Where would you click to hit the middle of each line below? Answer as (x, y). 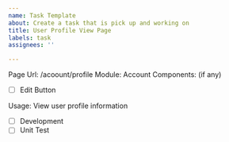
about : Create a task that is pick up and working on (99, 23)
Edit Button (38, 90)
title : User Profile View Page (60, 30)
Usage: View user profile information (68, 106)
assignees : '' (32, 45)
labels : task (30, 38)
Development (42, 121)
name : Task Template (42, 15)
